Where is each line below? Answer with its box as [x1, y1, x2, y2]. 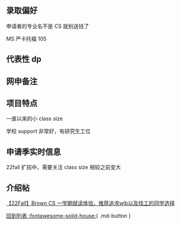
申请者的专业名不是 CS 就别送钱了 [6, 23, 90, 30]
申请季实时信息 [6, 147, 61, 157]
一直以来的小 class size [6, 115, 63, 122]
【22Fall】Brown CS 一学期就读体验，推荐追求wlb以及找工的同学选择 [6, 199, 175, 207]
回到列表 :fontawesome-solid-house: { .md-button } [6, 213, 131, 220]
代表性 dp [6, 54, 42, 64]
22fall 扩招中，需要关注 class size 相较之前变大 [6, 164, 121, 171]
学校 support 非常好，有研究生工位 [6, 128, 91, 135]
